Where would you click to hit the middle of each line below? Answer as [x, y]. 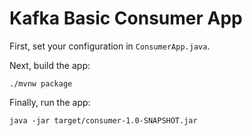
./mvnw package [41, 83]
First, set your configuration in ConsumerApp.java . [110, 46]
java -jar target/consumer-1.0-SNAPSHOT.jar [103, 120]
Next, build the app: [50, 65]
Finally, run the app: [50, 102]
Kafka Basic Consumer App [126, 18]
